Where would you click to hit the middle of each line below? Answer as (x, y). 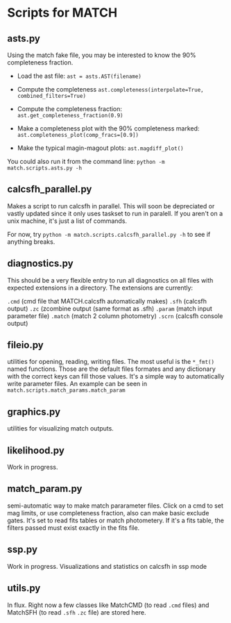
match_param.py (45, 489)
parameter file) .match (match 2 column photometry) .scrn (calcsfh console (115, 316)
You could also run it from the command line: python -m (86, 161)
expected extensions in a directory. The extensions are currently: (100, 288)
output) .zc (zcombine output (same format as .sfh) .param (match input (110, 308)
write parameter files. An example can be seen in (77, 384)
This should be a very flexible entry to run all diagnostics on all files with (110, 280)
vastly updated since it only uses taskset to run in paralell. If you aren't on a (115, 213)
